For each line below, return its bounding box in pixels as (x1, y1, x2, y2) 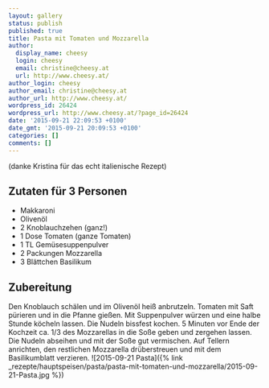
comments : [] (8, 138, 52, 147)
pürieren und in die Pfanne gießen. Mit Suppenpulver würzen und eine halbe (8, 311, 261, 320)
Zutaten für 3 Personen (8, 184, 128, 198)
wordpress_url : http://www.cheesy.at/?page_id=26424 (8, 109, 189, 118)
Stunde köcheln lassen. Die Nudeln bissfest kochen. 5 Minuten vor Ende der (8, 319, 260, 328)
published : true (8, 27, 63, 35)
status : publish (8, 19, 63, 27)
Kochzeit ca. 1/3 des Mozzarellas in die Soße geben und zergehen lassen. (8, 328, 252, 337)
